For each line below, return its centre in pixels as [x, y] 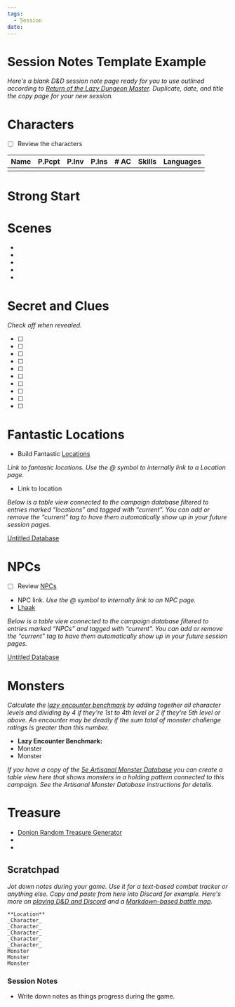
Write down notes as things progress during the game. [96, 996]
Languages [182, 162]
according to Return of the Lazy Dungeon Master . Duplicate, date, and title [115, 89]
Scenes [30, 228]
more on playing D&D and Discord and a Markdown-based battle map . [110, 901]
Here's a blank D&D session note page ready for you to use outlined [106, 81]
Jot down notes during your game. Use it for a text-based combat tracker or [117, 886]
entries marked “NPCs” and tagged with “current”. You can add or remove [115, 629]
